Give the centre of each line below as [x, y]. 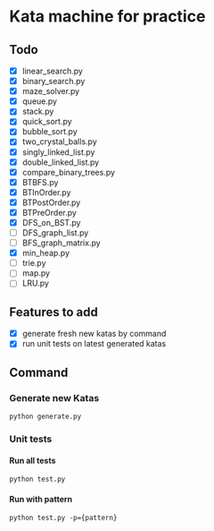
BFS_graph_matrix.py [61, 243]
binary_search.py [53, 81]
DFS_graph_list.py [55, 233]
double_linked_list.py [61, 162]
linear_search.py [52, 71]
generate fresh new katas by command [94, 334]
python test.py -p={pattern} [63, 518]
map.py [36, 273]
